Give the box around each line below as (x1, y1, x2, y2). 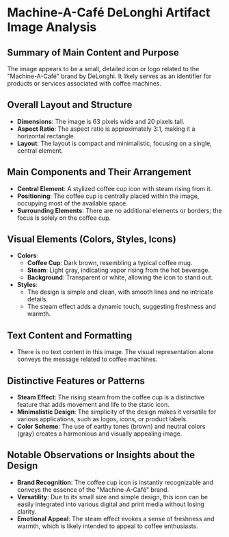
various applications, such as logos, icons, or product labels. (16, 415, 188, 423)
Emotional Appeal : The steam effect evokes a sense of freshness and (16, 514, 215, 523)
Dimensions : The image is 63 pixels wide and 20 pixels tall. (16, 117, 185, 125)
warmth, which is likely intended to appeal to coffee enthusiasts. (16, 522, 198, 530)
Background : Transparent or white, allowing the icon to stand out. (27, 273, 213, 282)
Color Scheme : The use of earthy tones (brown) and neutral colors (16, 423, 206, 431)
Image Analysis (7, 19, 97, 35)
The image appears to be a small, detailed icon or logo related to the (7, 65, 200, 73)
